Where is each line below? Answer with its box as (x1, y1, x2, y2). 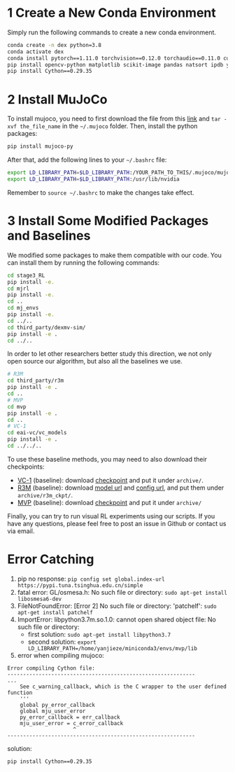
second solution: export (27, 637, 97, 646)
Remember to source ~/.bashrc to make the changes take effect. (7, 188, 194, 197)
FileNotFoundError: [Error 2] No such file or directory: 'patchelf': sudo (17, 601, 217, 610)
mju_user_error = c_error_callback (20, 719, 124, 726)
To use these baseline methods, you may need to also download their (7, 455, 208, 463)
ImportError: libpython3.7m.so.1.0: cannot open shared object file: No (17, 615, 217, 623)
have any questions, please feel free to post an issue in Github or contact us (7, 519, 227, 528)
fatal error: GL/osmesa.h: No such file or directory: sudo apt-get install (17, 588, 227, 596)
